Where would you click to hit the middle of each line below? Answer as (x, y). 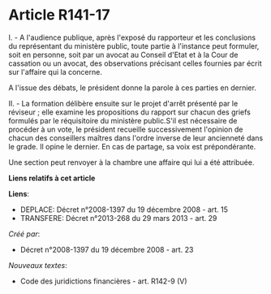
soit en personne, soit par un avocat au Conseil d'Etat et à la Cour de (123, 54)
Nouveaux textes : (38, 265)
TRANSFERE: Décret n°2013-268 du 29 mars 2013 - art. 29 (118, 218)
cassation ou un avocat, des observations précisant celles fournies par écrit (135, 63)
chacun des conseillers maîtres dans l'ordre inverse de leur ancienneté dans (136, 138)
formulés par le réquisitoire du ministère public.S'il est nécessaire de (123, 120)
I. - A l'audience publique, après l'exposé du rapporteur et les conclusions (132, 37)
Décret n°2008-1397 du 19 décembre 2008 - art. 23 (107, 249)
